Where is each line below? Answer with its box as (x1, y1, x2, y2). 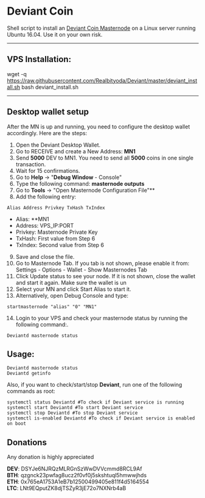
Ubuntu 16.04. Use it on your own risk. (7, 30, 103, 38)
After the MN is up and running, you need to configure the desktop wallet (7, 123, 190, 130)
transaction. (15, 160, 46, 168)
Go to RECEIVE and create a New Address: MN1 (15, 147, 136, 155)
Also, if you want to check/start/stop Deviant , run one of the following (7, 381, 182, 388)
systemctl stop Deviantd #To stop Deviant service (7, 410, 138, 416)
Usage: (7, 349, 35, 359)
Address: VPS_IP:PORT (15, 222, 74, 229)
